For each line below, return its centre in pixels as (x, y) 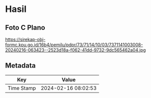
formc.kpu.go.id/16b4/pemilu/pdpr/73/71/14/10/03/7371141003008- (74, 45)
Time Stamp (22, 88)
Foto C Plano (25, 28)
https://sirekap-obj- (25, 39)
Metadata (20, 66)
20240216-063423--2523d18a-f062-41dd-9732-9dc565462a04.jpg (75, 50)
